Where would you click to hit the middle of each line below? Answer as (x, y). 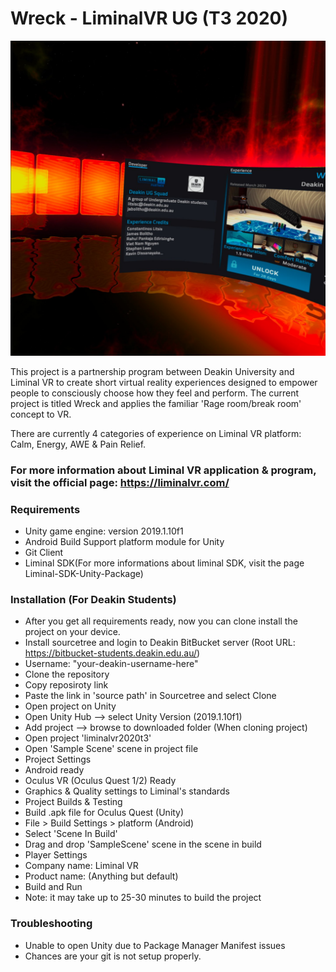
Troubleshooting (51, 924)
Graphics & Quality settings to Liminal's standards (127, 791)
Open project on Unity (70, 706)
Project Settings (58, 759)
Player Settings (56, 855)
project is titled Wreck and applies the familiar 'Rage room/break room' (156, 403)
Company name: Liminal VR (81, 866)
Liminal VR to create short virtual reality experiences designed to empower (164, 382)
